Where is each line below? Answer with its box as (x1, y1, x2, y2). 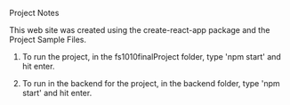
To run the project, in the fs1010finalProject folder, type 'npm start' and (21, 52, 282, 61)
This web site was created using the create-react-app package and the (9, 25, 270, 35)
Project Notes (9, 8, 60, 18)
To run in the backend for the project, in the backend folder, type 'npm (21, 78, 280, 88)
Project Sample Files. (9, 35, 87, 44)
